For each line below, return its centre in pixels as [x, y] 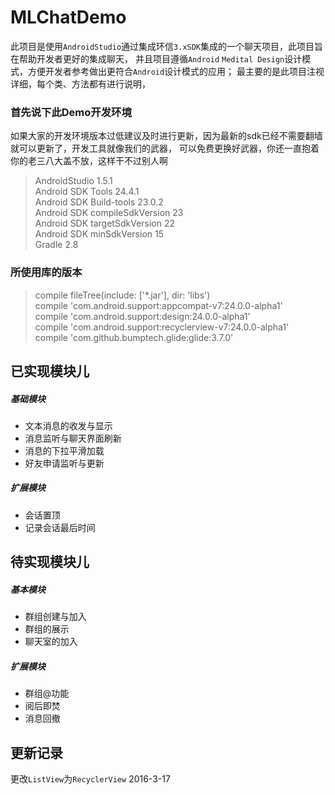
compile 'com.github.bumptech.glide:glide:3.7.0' [134, 337]
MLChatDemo [68, 17]
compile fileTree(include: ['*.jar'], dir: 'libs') [122, 295]
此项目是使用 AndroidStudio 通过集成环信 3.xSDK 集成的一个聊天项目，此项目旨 [167, 46]
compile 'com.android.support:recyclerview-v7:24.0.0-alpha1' [162, 327]
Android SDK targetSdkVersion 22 [105, 223]
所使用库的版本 [46, 273]
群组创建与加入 [55, 617]
